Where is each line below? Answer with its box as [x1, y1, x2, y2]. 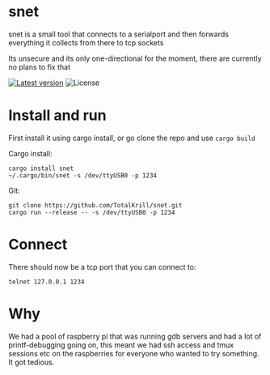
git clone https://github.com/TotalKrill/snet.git [8, 201, 183, 209]
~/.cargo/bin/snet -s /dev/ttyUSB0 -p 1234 [8, 171, 158, 180]
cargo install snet [8, 164, 74, 173]
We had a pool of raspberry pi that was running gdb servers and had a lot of [8, 331, 262, 341]
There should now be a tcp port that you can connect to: [8, 262, 196, 271]
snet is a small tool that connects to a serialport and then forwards [8, 29, 229, 39]
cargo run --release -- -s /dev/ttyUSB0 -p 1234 [8, 208, 175, 216]
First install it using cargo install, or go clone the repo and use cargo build [8, 133, 256, 143]
